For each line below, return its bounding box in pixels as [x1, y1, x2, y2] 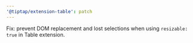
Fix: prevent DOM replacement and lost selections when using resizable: [6, 25, 188, 32]
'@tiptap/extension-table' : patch [6, 8, 93, 15]
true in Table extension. [6, 31, 65, 38]
